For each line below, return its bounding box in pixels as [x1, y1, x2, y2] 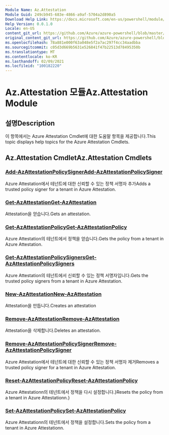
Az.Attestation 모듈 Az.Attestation [5, 86, 148, 98]
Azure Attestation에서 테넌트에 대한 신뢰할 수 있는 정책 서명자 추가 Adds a [5, 181, 151, 187]
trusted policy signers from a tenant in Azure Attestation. [5, 278, 122, 284]
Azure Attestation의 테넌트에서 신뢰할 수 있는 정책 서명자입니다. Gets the [5, 272, 148, 278]
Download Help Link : [5, 17, 49, 22]
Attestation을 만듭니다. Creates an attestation [5, 303, 97, 308]
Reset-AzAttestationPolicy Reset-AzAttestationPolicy [5, 377, 138, 384]
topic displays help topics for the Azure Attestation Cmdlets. [5, 139, 130, 145]
